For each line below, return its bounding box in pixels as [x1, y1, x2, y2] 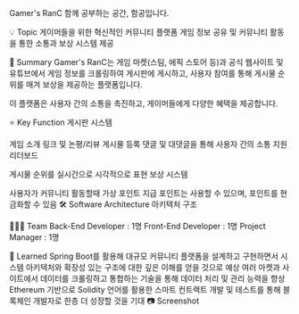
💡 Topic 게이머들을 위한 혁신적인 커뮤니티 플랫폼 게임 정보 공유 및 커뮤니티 [9, 27, 268, 37]
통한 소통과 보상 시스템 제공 [18, 38, 114, 48]
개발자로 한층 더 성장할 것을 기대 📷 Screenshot [32, 295, 199, 306]
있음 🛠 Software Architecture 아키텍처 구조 [42, 199, 198, 210]
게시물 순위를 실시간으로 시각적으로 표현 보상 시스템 [9, 169, 188, 179]
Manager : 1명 [9, 232, 60, 243]
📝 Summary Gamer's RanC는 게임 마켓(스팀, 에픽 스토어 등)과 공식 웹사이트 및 [9, 57, 284, 67]
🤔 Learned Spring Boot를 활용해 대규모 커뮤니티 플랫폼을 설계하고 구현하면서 [9, 251, 279, 261]
